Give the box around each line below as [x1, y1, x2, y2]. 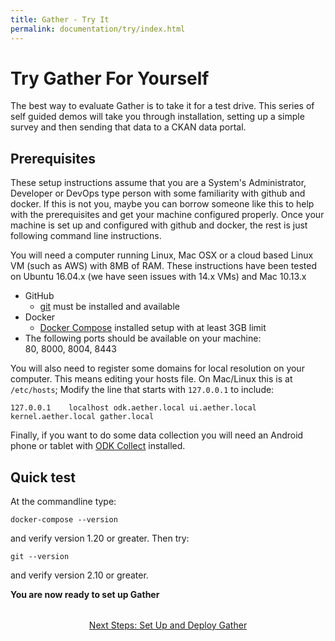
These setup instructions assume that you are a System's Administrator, [10, 177, 307, 189]
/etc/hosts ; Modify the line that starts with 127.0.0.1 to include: [10, 384, 275, 396]
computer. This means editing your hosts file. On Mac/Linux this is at [10, 373, 293, 385]
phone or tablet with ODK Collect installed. [10, 440, 186, 452]
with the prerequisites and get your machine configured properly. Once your [10, 209, 325, 221]
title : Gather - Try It [10, 14, 110, 25]
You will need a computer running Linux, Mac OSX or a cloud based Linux [10, 249, 314, 261]
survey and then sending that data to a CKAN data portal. [10, 121, 247, 133]
